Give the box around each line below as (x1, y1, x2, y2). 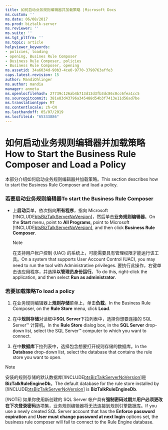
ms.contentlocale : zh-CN (5, 105, 57, 110)
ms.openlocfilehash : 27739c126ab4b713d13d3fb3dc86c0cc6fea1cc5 (5, 91, 140, 96)
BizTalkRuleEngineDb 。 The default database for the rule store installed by (5, 380, 159, 386)
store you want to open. (12, 354, 61, 360)
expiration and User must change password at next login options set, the (5, 413, 158, 420)
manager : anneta (5, 86, 39, 91)
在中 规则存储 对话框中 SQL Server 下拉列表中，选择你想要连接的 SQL (12, 316, 152, 322)
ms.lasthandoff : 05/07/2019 (5, 109, 64, 115)
